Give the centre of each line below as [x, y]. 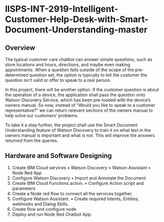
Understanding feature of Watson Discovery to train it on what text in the [78, 130]
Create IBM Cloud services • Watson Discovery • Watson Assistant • [81, 167]
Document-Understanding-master [76, 30]
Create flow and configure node [44, 209]
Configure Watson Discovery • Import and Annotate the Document [79, 178]
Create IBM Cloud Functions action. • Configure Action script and [78, 183]
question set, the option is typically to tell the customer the [88, 75]
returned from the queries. [32, 141]
